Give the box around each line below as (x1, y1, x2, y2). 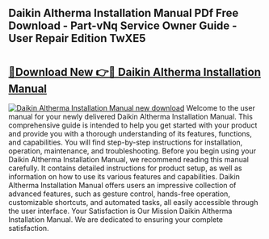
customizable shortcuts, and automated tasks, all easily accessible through (8, 198, 258, 207)
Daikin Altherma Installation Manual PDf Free (8, 6, 239, 20)
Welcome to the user (186, 103, 256, 112)
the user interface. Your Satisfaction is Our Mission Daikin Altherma (8, 206, 233, 216)
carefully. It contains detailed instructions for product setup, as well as (8, 163, 242, 173)
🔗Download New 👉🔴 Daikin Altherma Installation (8, 65, 261, 79)
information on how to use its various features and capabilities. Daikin (8, 172, 241, 181)
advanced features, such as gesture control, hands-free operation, (8, 189, 230, 199)
